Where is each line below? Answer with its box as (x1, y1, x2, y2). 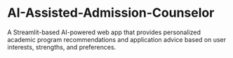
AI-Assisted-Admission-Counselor (7, 5, 215, 21)
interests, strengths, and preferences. (7, 43, 116, 51)
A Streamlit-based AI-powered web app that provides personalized (7, 28, 201, 36)
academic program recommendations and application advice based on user (7, 35, 227, 43)
